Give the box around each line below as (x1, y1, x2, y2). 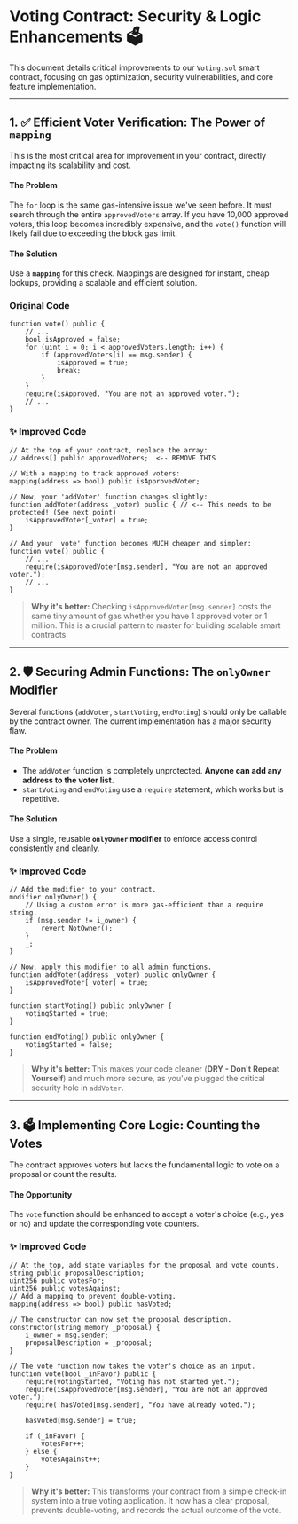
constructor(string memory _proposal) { (9, 1323, 161, 1332)
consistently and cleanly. (9, 843, 100, 853)
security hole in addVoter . (30, 1082, 124, 1093)
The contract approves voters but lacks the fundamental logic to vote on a (9, 1159, 280, 1170)
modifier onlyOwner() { (9, 893, 98, 902)
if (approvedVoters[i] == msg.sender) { (41, 350, 192, 360)
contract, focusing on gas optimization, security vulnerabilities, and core (9, 71, 273, 82)
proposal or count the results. (9, 1169, 117, 1180)
